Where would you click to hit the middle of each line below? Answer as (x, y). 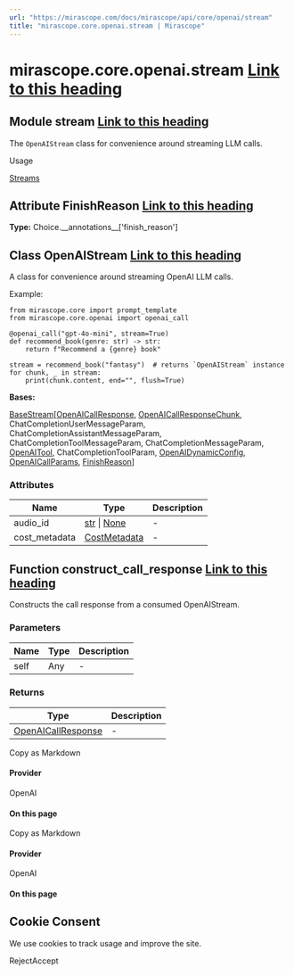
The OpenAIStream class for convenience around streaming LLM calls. (136, 143)
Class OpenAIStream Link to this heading (126, 255)
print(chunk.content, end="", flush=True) (105, 381)
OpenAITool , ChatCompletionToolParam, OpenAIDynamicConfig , (128, 452)
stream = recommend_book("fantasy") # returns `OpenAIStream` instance (147, 365)
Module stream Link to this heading (109, 122)
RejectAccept (34, 961)
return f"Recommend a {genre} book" (94, 350)
